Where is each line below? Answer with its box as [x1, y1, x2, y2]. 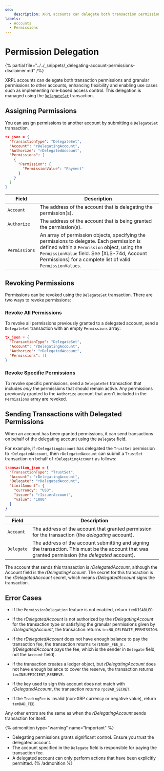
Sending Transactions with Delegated [5, 410, 122, 418]
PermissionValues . [40, 262, 82, 269]
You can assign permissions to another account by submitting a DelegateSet [5, 120, 158, 126]
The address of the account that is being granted [40, 218, 152, 225]
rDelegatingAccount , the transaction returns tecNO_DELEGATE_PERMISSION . [12, 626, 159, 633]
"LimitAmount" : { [9, 483, 45, 489]
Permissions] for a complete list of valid [40, 256, 131, 263]
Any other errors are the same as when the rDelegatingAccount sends [5, 710, 146, 716]
